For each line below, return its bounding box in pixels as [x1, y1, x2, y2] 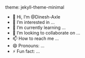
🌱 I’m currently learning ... [12, 24, 66, 30]
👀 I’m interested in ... [12, 19, 55, 25]
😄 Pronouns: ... [12, 42, 45, 48]
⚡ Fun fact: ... [12, 48, 40, 54]
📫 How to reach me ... [12, 35, 59, 41]
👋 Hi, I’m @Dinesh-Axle [12, 14, 60, 19]
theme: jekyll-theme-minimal [5, 4, 64, 10]
